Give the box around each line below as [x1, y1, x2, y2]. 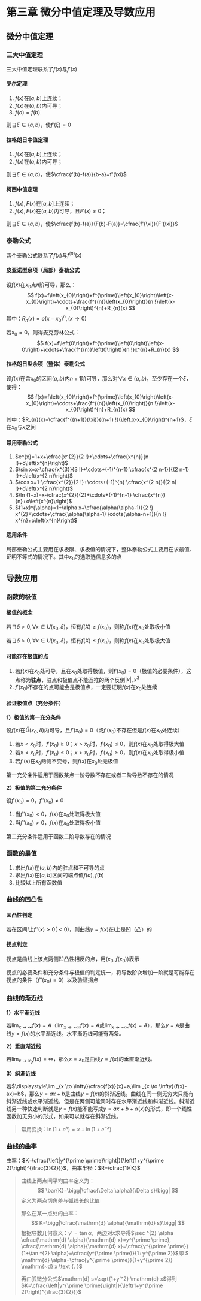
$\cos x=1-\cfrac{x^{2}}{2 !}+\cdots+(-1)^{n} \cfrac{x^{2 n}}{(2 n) [14, 478, 177, 485]
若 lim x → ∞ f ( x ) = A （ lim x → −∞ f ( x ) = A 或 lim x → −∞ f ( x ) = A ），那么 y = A [6, 1021, 179, 1030]
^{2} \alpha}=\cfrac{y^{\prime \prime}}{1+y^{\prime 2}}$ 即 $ [39, 1250, 189, 1257]
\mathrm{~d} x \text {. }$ [20, 1263, 83, 1270]
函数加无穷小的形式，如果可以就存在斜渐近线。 [6, 1113, 121, 1120]
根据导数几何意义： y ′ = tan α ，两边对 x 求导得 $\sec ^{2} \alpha [20, 1230, 173, 1237]
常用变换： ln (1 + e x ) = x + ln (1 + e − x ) [20, 1125, 112, 1133]
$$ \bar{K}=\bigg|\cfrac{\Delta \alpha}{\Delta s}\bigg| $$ [37, 1187, 179, 1194]
